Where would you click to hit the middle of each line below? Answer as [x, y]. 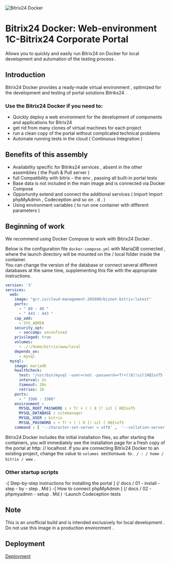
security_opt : [29, 328]
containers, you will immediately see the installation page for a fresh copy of [85, 443]
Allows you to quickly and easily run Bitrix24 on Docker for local [72, 53]
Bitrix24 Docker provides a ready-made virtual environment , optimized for [83, 87]
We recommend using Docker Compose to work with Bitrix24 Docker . [79, 239]
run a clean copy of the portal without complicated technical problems [86, 133]
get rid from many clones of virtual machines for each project [77, 128]
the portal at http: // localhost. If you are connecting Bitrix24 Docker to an [82, 448]
